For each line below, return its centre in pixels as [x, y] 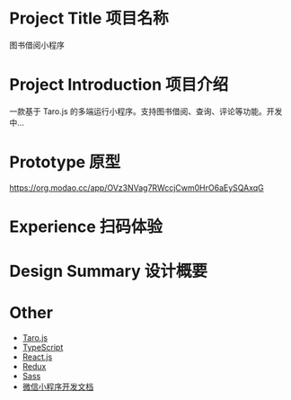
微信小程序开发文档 [58, 387]
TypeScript [43, 348]
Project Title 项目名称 [89, 18]
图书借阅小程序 [37, 45]
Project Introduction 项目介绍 [119, 85]
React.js [37, 357]
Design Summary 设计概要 [109, 271]
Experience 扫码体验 [86, 227]
